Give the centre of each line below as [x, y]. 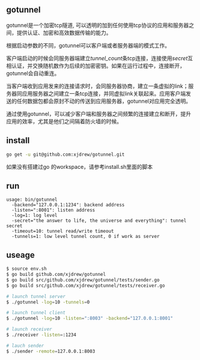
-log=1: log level [35, 216]
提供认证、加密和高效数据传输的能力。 [64, 32]
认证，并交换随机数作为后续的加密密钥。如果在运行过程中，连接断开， [98, 66]
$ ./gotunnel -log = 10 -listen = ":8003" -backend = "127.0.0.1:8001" [89, 319]
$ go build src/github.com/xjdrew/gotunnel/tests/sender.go [83, 280]
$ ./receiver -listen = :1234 [41, 335]
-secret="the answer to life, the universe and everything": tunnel [99, 221]
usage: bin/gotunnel [32, 200]
